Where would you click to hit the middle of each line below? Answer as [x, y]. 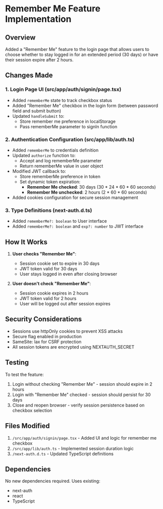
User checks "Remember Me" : [44, 254]
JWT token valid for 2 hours [48, 299]
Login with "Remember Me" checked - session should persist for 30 [81, 395]
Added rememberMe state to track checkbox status [62, 100]
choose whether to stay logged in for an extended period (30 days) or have [82, 54]
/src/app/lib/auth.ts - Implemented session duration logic [73, 448]
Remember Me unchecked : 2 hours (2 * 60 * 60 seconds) [87, 192]
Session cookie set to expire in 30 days [60, 263]
